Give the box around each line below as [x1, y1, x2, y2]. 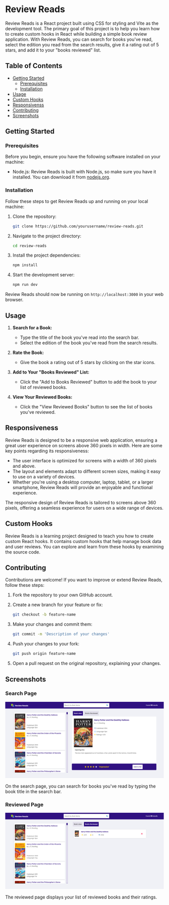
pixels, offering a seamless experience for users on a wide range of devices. [5, 505, 163, 511]
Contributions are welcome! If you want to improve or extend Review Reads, [5, 577, 162, 583]
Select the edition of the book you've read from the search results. [20, 340, 158, 346]
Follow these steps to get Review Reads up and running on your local [5, 198, 148, 204]
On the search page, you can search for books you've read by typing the [5, 783, 156, 789]
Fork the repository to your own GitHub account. [12, 592, 113, 598]
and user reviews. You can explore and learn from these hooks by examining [5, 544, 164, 550]
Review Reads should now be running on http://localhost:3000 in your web [5, 291, 164, 297]
